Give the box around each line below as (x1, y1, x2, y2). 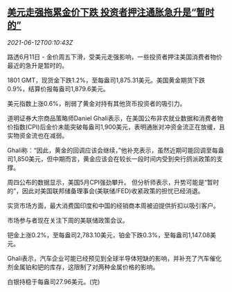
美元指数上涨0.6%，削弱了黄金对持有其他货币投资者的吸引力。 (7, 99, 186, 107)
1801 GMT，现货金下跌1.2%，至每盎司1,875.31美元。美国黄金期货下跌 (7, 75, 206, 84)
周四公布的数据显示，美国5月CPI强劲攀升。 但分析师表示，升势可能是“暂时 (7, 178, 220, 186)
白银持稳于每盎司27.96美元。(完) (7, 277, 100, 286)
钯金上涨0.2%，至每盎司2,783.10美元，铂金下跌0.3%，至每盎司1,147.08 (7, 230, 211, 239)
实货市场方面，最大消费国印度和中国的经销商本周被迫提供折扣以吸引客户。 (7, 201, 220, 210)
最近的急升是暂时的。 (7, 61, 68, 69)
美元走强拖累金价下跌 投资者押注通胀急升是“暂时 (7, 6, 215, 19)
